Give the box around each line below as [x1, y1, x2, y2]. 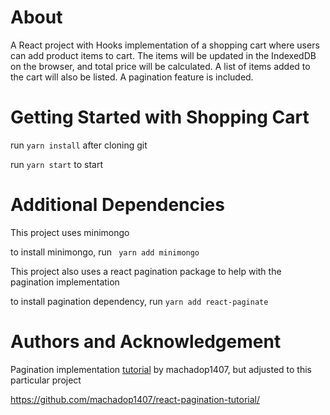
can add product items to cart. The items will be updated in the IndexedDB [10, 49, 317, 61]
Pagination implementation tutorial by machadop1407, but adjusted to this [10, 363, 312, 375]
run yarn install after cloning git [10, 139, 148, 151]
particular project [10, 374, 82, 386]
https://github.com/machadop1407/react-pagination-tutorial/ [10, 393, 261, 405]
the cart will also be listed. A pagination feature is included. [10, 71, 254, 83]
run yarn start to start [10, 158, 104, 170]
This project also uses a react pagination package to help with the [10, 265, 282, 277]
